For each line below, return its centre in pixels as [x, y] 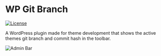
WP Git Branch [37, 9]
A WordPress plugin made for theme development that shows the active [81, 33]
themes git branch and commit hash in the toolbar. [58, 38]
